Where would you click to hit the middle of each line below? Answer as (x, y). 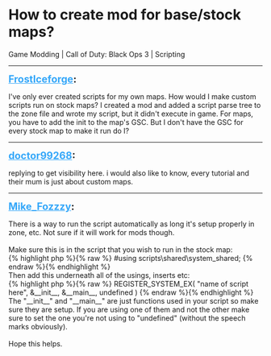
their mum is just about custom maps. (71, 181)
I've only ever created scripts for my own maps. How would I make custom (132, 96)
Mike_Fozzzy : (42, 206)
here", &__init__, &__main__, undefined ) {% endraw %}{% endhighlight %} (131, 292)
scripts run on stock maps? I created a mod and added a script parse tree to (135, 105)
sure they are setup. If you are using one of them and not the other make (129, 309)
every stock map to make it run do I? (69, 130)
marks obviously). (38, 326)
